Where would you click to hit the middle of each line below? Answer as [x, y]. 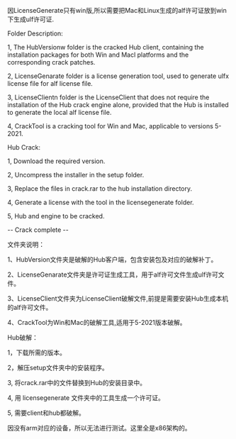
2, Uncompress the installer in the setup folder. [76, 175]
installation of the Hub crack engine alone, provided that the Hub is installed [118, 105]
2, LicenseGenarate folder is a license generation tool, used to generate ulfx [118, 76]
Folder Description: [35, 33]
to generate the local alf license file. [60, 112]
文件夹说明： [26, 244]
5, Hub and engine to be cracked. [56, 216]
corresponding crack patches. [51, 62]
